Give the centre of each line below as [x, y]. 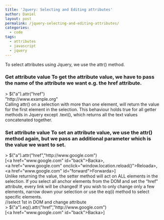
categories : [17, 28]
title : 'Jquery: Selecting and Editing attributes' [59, 10]
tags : [11, 37]
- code [16, 32]
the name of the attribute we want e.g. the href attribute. [73, 83]
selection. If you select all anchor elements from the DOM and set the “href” [82, 181]
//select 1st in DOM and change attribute [46, 202]
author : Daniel [21, 14]
